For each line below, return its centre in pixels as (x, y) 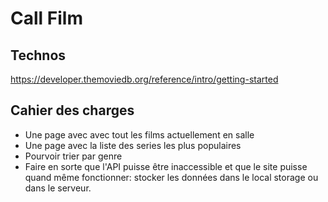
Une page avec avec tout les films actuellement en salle (139, 134)
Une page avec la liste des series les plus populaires (133, 145)
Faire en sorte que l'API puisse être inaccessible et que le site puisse (166, 166)
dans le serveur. (58, 188)
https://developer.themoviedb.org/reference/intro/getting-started (144, 79)
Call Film (46, 18)
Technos (38, 55)
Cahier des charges (72, 110)
